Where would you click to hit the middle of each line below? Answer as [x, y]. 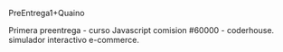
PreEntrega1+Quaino [47, 13]
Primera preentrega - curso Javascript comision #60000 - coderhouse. [141, 30]
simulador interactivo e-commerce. [74, 40]
